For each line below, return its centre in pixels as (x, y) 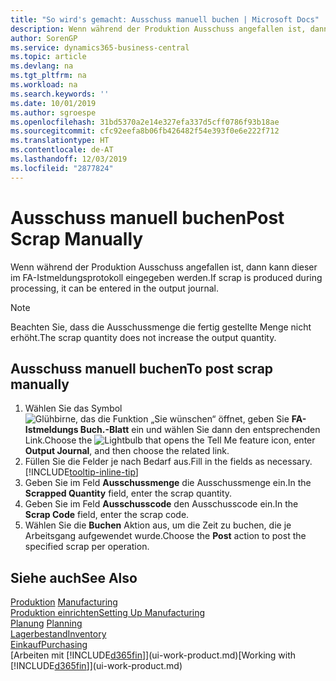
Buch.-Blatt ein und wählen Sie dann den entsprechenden (200, 430)
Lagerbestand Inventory (58, 634)
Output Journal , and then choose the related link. (127, 451)
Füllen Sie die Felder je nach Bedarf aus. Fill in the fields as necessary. (168, 462)
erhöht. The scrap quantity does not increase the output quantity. (143, 337)
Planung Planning (46, 623)
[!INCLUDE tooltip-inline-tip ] (81, 472)
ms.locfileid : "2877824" (62, 168)
